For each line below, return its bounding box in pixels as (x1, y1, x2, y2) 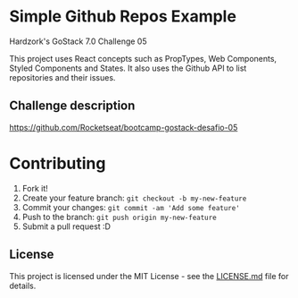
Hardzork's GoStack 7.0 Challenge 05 (9, 36, 147, 47)
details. (9, 280, 37, 291)
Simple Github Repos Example (9, 6, 236, 27)
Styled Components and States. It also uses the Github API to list (9, 63, 247, 73)
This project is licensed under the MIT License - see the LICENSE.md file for (9, 270, 289, 281)
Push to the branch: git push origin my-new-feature (21, 211, 217, 222)
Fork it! (21, 183, 49, 193)
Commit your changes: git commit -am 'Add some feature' (21, 201, 241, 212)
